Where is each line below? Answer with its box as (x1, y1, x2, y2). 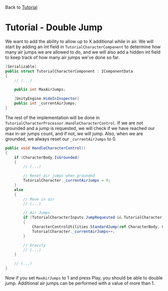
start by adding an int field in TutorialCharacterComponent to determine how (5, 44, 161, 50)
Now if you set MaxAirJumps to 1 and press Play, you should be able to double (5, 275, 163, 281)
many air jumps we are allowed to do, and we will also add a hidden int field (5, 49, 161, 55)
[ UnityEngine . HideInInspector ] (14, 96, 79, 101)
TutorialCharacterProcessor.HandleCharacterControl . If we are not (5, 120, 143, 126)
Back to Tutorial (5, 5, 37, 10)
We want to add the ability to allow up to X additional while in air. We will (5, 38, 154, 44)
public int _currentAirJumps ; (14, 101, 77, 106)
